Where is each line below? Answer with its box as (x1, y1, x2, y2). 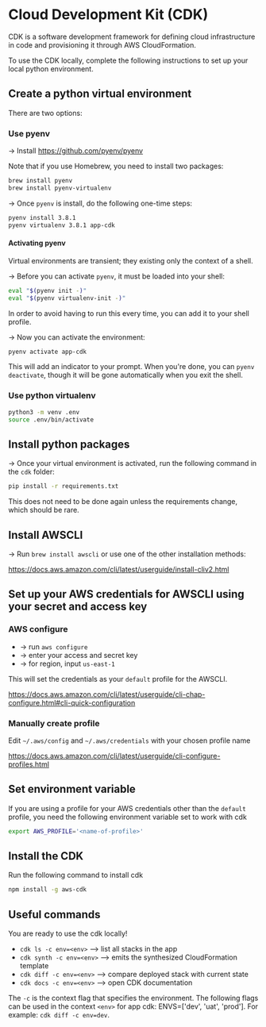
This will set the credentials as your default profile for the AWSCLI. (8, 674, 228, 683)
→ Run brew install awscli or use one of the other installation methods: (8, 549, 246, 559)
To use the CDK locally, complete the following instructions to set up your (8, 56, 249, 65)
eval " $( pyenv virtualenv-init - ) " (8, 294, 126, 302)
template (19, 961, 49, 971)
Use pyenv (8, 128, 50, 139)
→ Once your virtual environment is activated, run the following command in (8, 459, 257, 468)
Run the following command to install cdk (8, 871, 144, 880)
